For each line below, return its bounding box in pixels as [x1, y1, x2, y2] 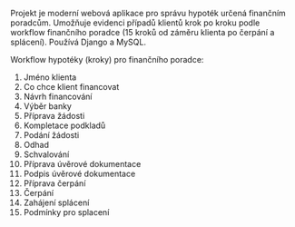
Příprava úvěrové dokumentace [23, 159, 142, 169]
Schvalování [23, 149, 70, 160]
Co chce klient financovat [23, 82, 120, 92]
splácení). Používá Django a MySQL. [10, 36, 146, 47]
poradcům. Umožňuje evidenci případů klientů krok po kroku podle [10, 17, 261, 28]
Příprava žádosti [23, 111, 85, 121]
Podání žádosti [23, 130, 80, 140]
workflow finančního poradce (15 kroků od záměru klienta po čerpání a [10, 27, 275, 37]
